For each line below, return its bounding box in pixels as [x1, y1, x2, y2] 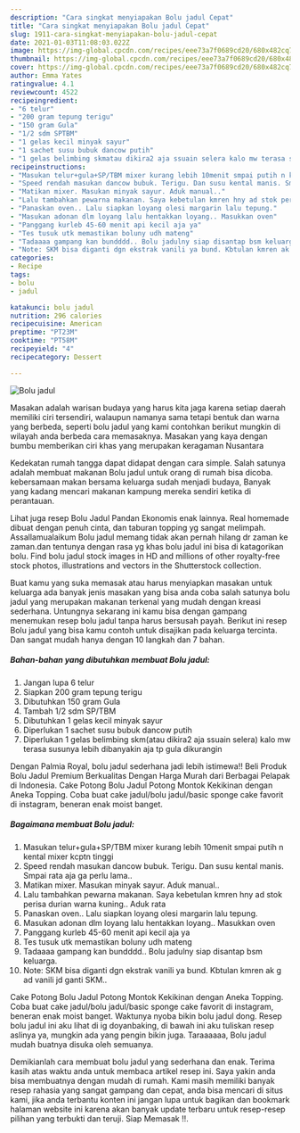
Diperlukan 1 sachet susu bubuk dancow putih [22, 724, 192, 735]
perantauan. [10, 495, 55, 506]
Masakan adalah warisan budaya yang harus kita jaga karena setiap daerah [10, 402, 286, 413]
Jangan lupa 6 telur [22, 677, 94, 688]
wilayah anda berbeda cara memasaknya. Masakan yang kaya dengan [10, 430, 268, 442]
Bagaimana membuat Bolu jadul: [10, 819, 135, 830]
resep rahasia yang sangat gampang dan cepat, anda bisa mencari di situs [10, 1085, 284, 1096]
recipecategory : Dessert [10, 352, 102, 361]
